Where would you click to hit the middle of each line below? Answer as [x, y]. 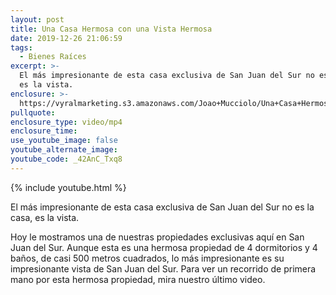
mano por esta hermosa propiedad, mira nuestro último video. [138, 279]
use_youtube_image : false [64, 141]
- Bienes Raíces [53, 57]
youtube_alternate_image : [64, 150]
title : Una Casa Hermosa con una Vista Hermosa [111, 29]
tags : [21, 47]
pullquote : [33, 112]
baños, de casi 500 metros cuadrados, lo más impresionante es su [147, 258]
